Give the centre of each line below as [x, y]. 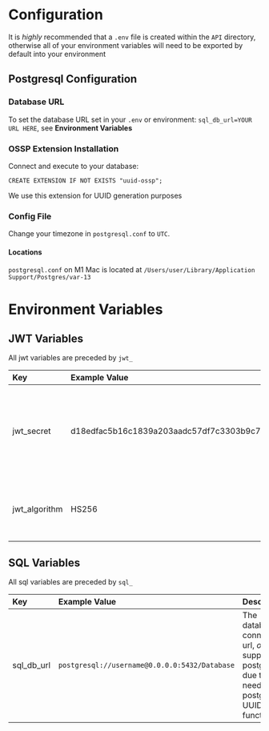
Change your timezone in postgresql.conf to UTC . [89, 234]
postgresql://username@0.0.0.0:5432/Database [146, 665]
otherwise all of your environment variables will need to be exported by [126, 45]
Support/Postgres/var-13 [50, 278]
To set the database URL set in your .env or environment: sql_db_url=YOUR [130, 119]
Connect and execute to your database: [73, 166]
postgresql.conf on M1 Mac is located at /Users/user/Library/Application [132, 270]
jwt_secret [32, 432]
